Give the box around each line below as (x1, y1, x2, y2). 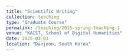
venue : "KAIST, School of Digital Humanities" (6, 30, 123, 36)
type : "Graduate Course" (6, 19, 67, 25)
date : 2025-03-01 (6, 36, 49, 41)
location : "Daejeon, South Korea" (6, 41, 91, 47)
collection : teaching (6, 14, 60, 20)
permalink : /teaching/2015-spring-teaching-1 (6, 24, 120, 31)
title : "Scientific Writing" (6, 8, 78, 15)
